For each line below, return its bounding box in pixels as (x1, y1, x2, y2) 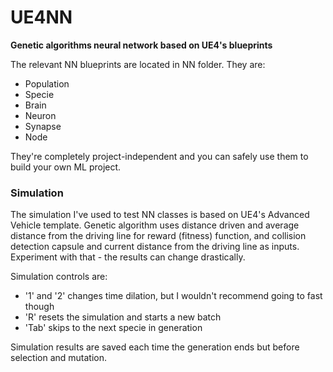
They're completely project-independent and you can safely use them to (10, 150, 309, 162)
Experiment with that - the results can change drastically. (10, 251, 246, 263)
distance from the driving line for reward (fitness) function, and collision (10, 230, 307, 242)
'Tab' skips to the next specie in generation (24, 322, 203, 334)
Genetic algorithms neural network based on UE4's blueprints (10, 39, 273, 51)
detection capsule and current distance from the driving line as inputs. (10, 241, 300, 253)
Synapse (24, 120, 62, 132)
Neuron (24, 109, 57, 121)
